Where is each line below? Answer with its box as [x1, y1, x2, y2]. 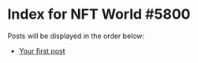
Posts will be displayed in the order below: [7, 31, 145, 40]
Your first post [18, 46, 65, 55]
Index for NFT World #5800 [7, 5, 191, 23]
